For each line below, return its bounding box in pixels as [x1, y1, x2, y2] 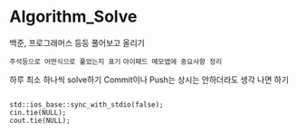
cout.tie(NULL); [9, 116, 71, 125]
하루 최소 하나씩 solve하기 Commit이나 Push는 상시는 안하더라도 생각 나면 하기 [9, 74, 290, 85]
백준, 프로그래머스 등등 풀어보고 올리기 [9, 37, 145, 48]
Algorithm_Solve [9, 6, 138, 27]
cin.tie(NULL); [9, 108, 67, 117]
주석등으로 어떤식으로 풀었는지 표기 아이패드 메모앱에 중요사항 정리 [9, 57, 223, 66]
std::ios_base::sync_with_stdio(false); [9, 100, 165, 109]
